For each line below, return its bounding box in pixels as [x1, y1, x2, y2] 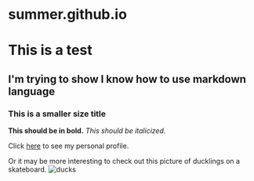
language [8, 85, 56, 98]
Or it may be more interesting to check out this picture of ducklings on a [8, 157, 241, 166]
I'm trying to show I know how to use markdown [8, 72, 247, 85]
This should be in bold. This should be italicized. [8, 126, 166, 136]
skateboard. [8, 165, 47, 174]
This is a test [8, 42, 93, 60]
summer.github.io [8, 5, 128, 24]
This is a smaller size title [8, 108, 107, 119]
